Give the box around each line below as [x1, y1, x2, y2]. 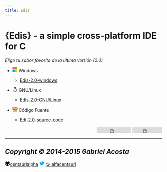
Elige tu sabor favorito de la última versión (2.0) [5, 57, 103, 63]
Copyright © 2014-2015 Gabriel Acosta [5, 147, 129, 156]
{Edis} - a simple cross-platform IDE [5, 30, 157, 41]
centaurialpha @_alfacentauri [10, 161, 76, 167]
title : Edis [5, 8, 30, 13]
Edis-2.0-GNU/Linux [19, 97, 61, 103]
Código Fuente [18, 107, 49, 113]
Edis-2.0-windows [19, 77, 58, 83]
